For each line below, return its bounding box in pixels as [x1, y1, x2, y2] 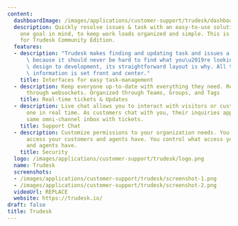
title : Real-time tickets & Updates [20, 96, 129, 103]
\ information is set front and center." [25, 69, 151, 77]
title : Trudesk [7, 208, 52, 215]
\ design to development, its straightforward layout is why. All [25, 63, 227, 70]
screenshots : [13, 168, 52, 176]
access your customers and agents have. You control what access [25, 135, 223, 142]
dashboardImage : [13, 17, 62, 24]
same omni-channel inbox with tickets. [25, 115, 144, 123]
